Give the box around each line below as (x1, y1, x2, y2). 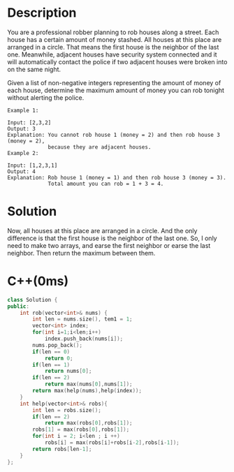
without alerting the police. (7, 93, 85, 102)
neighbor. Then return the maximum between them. (7, 249, 156, 257)
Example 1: (7, 107, 39, 114)
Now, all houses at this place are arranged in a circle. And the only (7, 226, 198, 235)
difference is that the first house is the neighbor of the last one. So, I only (7, 234, 218, 242)
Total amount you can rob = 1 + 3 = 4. (47, 180, 164, 187)
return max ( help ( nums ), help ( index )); (32, 388, 142, 394)
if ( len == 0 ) (32, 348, 71, 355)
